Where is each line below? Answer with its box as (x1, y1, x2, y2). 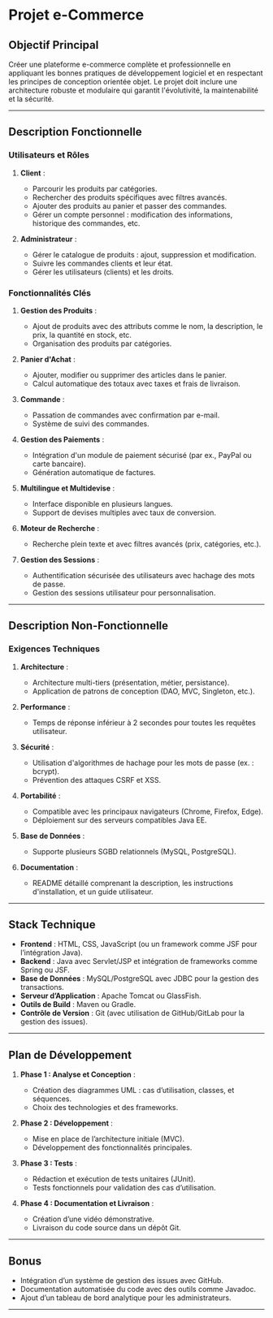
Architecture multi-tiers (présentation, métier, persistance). (32, 677, 230, 687)
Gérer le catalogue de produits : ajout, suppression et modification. (32, 249, 257, 259)
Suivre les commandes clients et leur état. (32, 258, 173, 268)
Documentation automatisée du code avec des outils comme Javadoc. (19, 1285, 257, 1294)
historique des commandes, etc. (32, 218, 141, 228)
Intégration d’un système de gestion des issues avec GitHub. (19, 1276, 223, 1286)
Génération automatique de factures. (32, 467, 156, 477)
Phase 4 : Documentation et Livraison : (19, 1199, 154, 1208)
